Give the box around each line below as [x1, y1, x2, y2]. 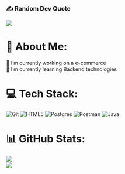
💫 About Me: [6, 40, 68, 53]
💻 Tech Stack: [6, 87, 78, 101]
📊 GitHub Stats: [6, 132, 86, 146]
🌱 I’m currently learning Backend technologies [6, 66, 117, 73]
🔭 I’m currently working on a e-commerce [6, 60, 106, 67]
